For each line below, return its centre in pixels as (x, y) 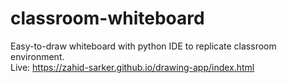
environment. (37, 56)
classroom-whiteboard (107, 18)
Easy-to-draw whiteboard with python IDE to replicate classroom (143, 46)
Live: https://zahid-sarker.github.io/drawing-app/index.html (132, 67)
